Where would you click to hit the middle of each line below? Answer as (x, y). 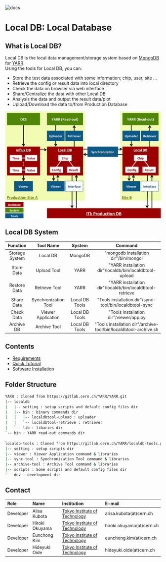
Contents (20, 346)
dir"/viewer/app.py (127, 317)
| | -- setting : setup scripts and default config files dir (72, 407)
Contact (18, 490)
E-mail (112, 504)
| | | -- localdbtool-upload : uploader (51, 417)
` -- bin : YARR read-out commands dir (45, 433)
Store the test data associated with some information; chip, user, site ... (84, 78)
